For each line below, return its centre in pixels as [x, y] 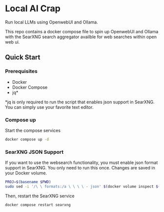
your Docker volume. [26, 173]
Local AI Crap [33, 9]
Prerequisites [21, 71]
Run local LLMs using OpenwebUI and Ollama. [52, 22]
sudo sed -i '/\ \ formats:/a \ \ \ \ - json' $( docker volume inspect [79, 187]
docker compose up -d [27, 139]
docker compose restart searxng [38, 205]
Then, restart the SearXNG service [40, 196]
